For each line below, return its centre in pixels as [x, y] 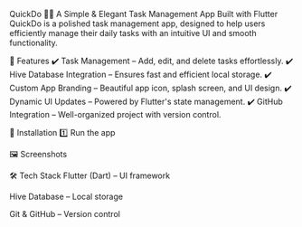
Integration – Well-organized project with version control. [115, 114]
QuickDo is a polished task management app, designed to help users [137, 24]
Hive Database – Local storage [66, 196]
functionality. [34, 43]
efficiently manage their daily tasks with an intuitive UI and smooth [133, 33]
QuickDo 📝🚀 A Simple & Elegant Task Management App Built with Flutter [144, 14]
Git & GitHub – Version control [65, 214]
